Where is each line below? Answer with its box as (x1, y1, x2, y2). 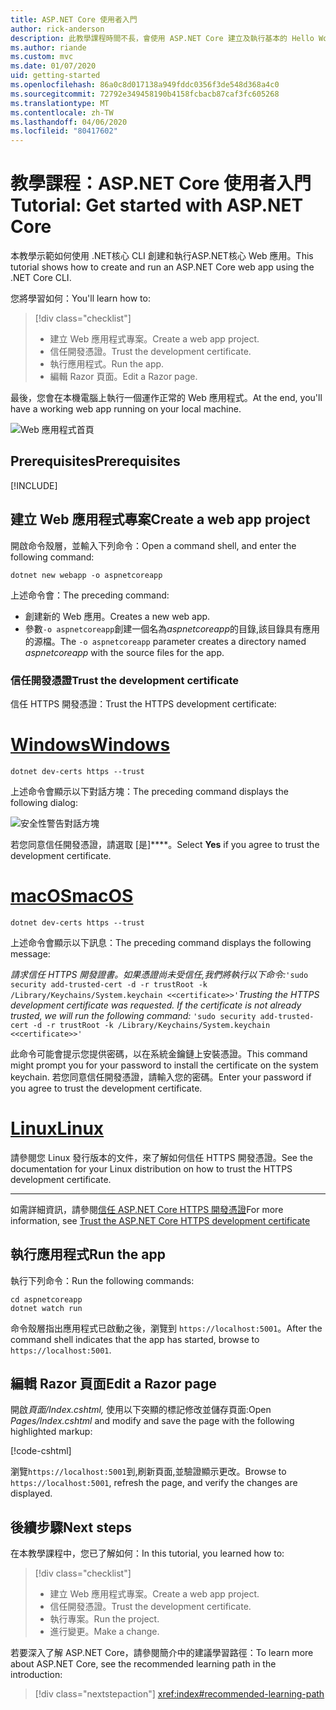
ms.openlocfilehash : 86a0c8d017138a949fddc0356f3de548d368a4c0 (10, 80, 280, 90)
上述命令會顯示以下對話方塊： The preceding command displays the (10, 785, 289, 797)
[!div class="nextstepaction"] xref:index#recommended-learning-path (34, 1688, 325, 1700)
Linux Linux (10, 1117, 105, 1140)
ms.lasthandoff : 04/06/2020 (10, 117, 128, 127)
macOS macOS (10, 885, 134, 908)
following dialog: (10, 796, 78, 808)
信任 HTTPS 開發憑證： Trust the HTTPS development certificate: (10, 697, 277, 710)
